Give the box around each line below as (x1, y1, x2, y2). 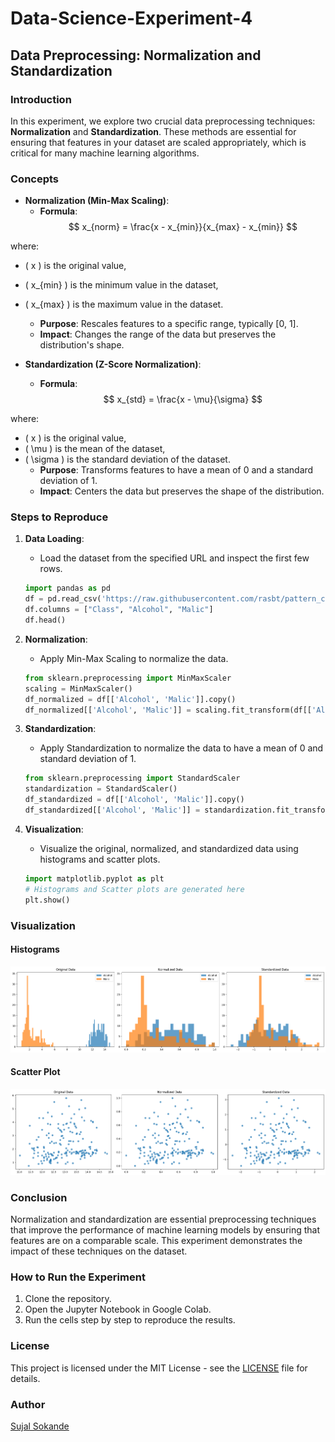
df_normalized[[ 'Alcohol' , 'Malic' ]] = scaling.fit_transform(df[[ (24, 705, 313, 715)
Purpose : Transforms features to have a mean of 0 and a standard (39, 464, 314, 476)
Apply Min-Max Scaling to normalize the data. (39, 652, 229, 664)
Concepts (10, 172, 60, 186)
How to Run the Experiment (10, 1270, 146, 1284)
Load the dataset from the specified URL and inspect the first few (39, 552, 310, 564)
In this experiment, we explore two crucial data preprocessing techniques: (10, 115, 316, 127)
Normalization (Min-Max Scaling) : (24, 195, 170, 207)
